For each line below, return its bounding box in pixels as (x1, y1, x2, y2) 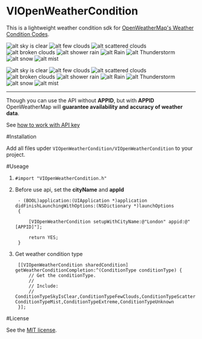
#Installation (6, 132, 37, 140)
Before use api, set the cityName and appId (14, 185, 124, 193)
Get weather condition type (14, 250, 83, 257)
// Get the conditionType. (28, 272, 96, 278)
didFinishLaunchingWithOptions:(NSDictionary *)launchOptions (14, 203, 174, 209)
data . (6, 110, 20, 117)
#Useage (6, 163, 29, 170)
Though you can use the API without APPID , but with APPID (6, 96, 155, 104)
